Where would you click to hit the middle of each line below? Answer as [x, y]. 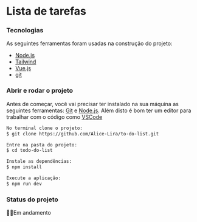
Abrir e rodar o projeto [40, 91]
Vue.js [23, 68]
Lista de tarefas [46, 11]
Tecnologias [25, 30]
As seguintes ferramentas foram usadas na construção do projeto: [89, 43]
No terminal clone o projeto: [45, 128]
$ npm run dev [24, 184]
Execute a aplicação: [34, 178]
